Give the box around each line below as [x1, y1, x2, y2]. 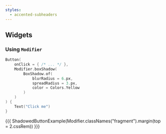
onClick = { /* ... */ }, [14, 62, 69, 67]
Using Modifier [5, 46, 42, 53]
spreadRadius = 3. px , [32, 81, 78, 86]
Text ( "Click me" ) [14, 104, 51, 109]
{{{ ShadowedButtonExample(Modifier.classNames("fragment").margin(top [5, 118, 161, 124]
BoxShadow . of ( [23, 71, 53, 76]
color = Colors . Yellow [32, 85, 80, 91]
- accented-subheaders [10, 12, 57, 17]
